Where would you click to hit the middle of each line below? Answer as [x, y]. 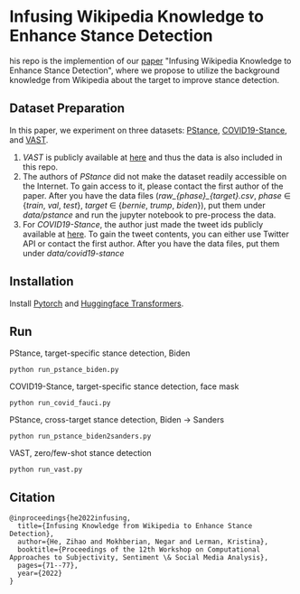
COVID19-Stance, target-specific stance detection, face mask [124, 386]
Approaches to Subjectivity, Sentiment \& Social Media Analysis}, [139, 558]
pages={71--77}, [48, 566]
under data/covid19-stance [73, 253]
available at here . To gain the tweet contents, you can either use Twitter [155, 234]
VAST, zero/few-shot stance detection [80, 453]
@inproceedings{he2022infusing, [70, 518]
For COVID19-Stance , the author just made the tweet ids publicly [143, 224]
